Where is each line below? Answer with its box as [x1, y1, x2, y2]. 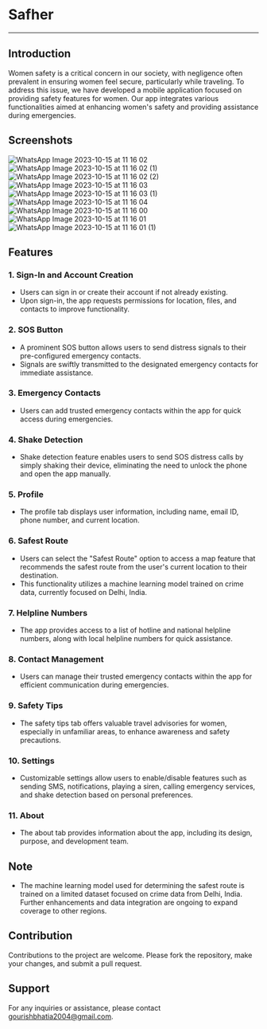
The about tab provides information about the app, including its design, [19, 828, 253, 838]
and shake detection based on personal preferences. [19, 790, 193, 800]
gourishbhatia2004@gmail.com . [8, 1011, 114, 1021]
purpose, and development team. [19, 836, 129, 846]
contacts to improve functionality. [19, 304, 130, 314]
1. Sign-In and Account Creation [8, 269, 133, 280]
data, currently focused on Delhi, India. [19, 587, 148, 597]
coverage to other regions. [19, 906, 107, 916]
